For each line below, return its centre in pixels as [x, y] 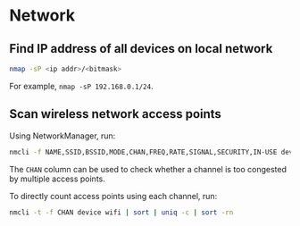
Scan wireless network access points [115, 114]
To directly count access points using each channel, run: [113, 196]
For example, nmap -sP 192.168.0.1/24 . [81, 86]
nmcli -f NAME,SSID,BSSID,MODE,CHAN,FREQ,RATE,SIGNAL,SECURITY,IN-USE [143, 152]
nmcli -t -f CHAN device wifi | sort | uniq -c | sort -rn [121, 212]
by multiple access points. [57, 179]
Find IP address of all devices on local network [141, 49]
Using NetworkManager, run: [62, 136]
